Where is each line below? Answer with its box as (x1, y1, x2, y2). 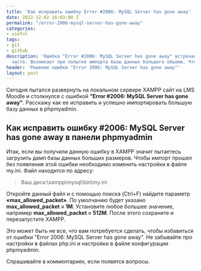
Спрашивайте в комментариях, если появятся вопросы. (6, 258, 150, 265)
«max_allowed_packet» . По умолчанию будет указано (6, 197, 146, 204)
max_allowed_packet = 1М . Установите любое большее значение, (6, 203, 175, 210)
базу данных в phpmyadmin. (6, 105, 78, 112)
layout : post (6, 70, 39, 76)
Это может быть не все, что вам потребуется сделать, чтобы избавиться (6, 227, 194, 235)
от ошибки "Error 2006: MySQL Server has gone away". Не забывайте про (6, 234, 193, 241)
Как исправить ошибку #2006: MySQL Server (6, 123, 185, 133)
